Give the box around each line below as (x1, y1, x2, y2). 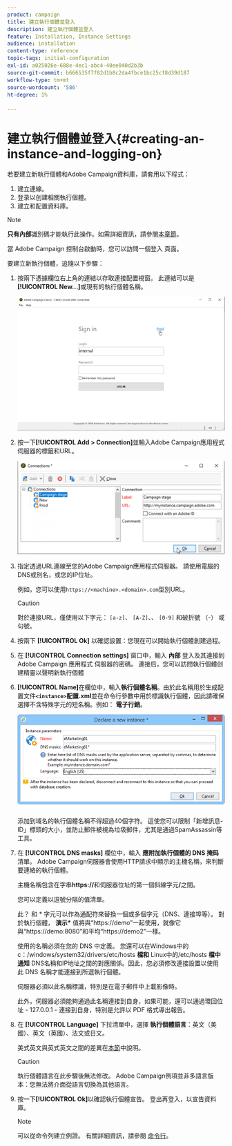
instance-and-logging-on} (7, 146, 163, 162)
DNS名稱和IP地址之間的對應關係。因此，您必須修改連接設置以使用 (30, 959, 220, 967)
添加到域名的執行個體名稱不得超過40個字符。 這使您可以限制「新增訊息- (17, 816, 224, 824)
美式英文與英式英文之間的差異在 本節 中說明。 (17, 1043, 145, 1051)
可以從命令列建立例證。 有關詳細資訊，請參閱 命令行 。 (17, 1132, 173, 1140)
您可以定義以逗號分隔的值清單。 (17, 895, 108, 903)
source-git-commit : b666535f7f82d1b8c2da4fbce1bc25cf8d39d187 (7, 69, 190, 76)
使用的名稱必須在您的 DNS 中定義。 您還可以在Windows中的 (17, 942, 189, 950)
